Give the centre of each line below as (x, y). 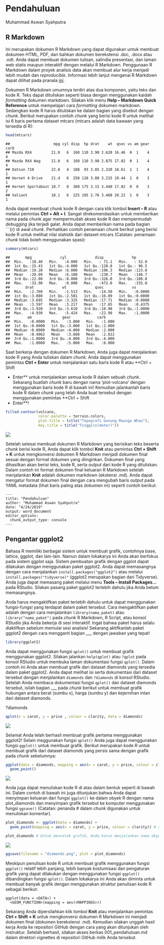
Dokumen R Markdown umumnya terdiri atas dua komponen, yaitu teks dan (81, 90)
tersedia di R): (19, 126)
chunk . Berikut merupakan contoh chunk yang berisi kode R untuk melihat (80, 116)
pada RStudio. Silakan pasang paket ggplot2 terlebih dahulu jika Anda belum (82, 587)
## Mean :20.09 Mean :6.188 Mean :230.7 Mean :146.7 (76, 274)
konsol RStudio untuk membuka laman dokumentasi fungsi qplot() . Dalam (80, 662)
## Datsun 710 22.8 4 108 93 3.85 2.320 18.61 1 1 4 (78, 169)
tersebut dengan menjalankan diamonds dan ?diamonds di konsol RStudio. (78, 677)
